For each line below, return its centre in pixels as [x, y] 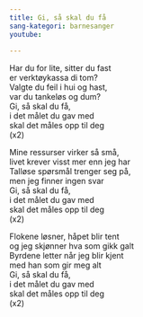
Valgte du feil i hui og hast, [58, 87]
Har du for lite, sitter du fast [60, 68]
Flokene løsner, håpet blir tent [64, 237]
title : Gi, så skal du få [58, 18]
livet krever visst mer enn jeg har [70, 162]
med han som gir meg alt [55, 265]
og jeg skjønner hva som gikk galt [72, 246]
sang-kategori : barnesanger [62, 26]
